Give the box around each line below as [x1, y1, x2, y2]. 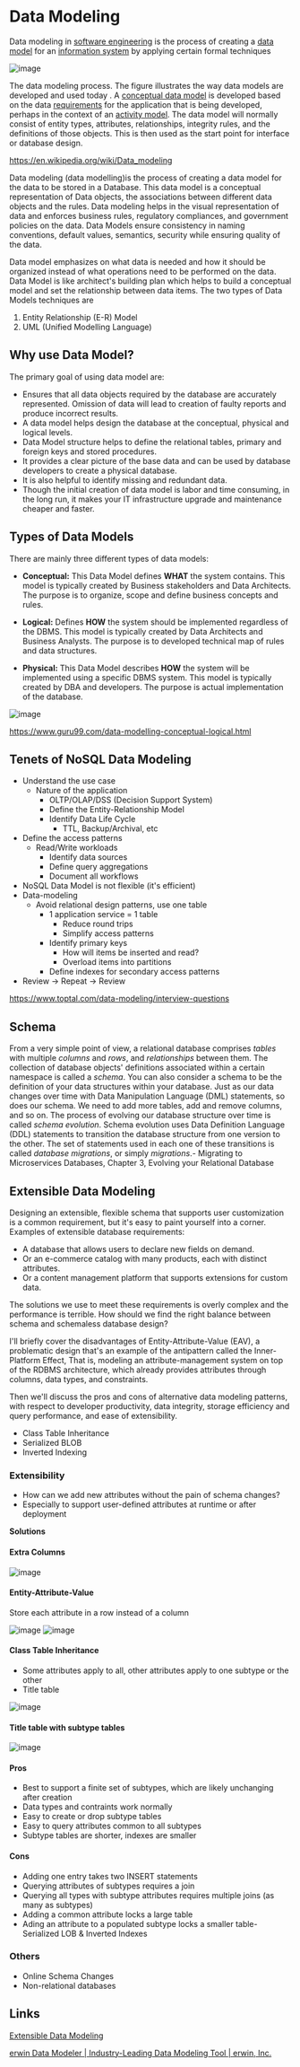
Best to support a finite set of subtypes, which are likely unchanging [21, 1782, 274, 1793]
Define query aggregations [48, 862, 149, 872]
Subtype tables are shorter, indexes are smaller [21, 1830, 197, 1841]
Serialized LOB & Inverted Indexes [21, 1928, 148, 1939]
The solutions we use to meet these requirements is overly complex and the [9, 1300, 289, 1309]
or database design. [9, 137, 83, 148]
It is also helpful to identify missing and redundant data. [21, 474, 228, 486]
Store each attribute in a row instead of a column [9, 1607, 190, 1617]
